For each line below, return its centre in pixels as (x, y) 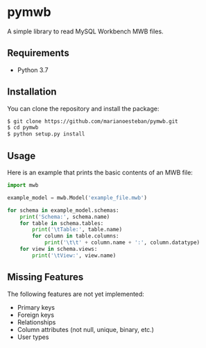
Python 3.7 (33, 69)
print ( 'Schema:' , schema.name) (65, 217)
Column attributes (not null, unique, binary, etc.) (86, 329)
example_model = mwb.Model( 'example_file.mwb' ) (77, 198)
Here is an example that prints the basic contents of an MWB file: (100, 172)
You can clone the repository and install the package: (83, 108)
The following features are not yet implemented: (76, 294)
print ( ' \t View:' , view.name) (74, 255)
